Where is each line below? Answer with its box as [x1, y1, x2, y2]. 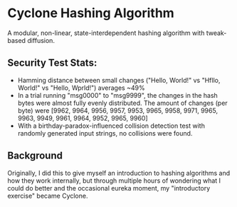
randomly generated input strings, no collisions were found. [17, 128, 193, 137]
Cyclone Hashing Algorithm [7, 5, 174, 21]
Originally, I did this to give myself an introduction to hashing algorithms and [7, 168, 230, 177]
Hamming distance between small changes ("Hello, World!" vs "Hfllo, [17, 76, 221, 84]
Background [7, 150, 63, 162]
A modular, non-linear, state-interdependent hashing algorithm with [7, 29, 205, 37]
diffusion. [27, 36, 56, 44]
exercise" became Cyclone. [7, 191, 88, 200]
